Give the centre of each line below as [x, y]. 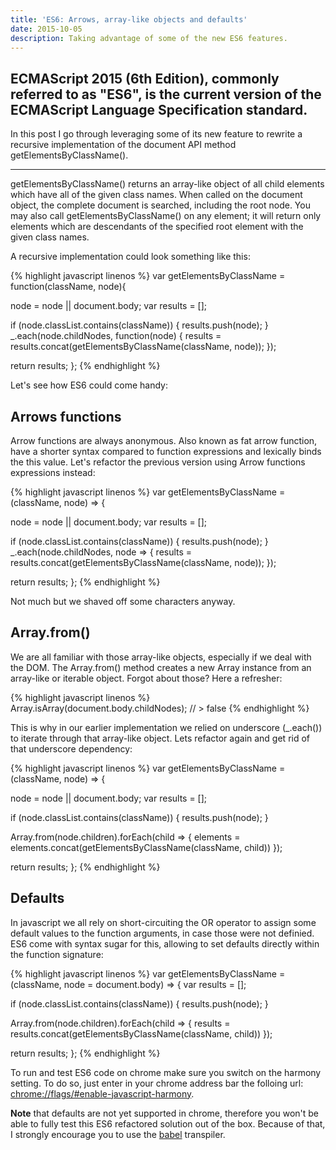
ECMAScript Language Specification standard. [159, 109]
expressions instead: [53, 472]
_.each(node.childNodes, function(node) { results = [116, 336]
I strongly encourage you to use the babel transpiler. [118, 1134]
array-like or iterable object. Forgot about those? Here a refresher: [146, 678]
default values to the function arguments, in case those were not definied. [162, 933]
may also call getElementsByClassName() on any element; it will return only [166, 216]
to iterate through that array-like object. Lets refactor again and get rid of [160, 738]
